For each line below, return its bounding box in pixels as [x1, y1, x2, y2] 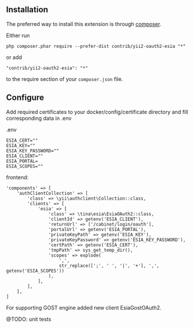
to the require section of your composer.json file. [6, 75, 123, 82]
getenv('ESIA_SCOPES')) [6, 268, 65, 274]
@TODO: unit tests [6, 316, 51, 323]
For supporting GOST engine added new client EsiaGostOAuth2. [6, 304, 162, 311]
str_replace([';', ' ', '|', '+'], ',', [58, 262, 160, 268]
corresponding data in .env [6, 115, 72, 122]
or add [6, 53, 22, 61]
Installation [6, 5, 48, 15]
